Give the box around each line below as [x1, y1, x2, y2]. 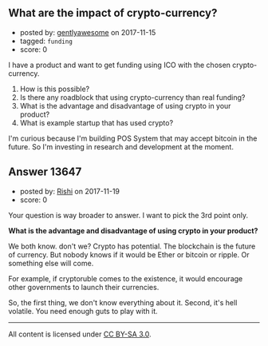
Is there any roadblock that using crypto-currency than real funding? [19, 92, 246, 102]
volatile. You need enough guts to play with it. [8, 306, 158, 316]
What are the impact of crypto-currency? [8, 6, 218, 20]
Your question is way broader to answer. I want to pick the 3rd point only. [8, 210, 249, 220]
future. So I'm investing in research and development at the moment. [8, 141, 234, 151]
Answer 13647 [8, 165, 82, 179]
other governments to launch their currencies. [8, 282, 160, 292]
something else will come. [8, 258, 94, 268]
